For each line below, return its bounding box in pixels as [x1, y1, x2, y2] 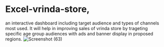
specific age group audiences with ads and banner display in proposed [5, 30, 153, 36]
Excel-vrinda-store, [5, 3, 90, 15]
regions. [5, 36, 23, 42]
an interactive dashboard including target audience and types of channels [5, 20, 159, 26]
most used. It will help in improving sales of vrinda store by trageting [5, 25, 148, 31]
